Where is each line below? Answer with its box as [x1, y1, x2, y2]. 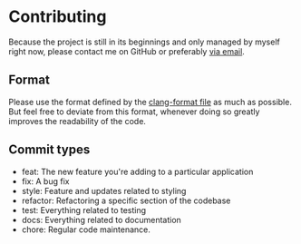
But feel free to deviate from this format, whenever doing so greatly [8, 106, 260, 117]
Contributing [8, 6, 107, 27]
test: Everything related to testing [21, 204, 147, 215]
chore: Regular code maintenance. [21, 224, 150, 235]
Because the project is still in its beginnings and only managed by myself [8, 36, 280, 47]
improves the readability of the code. [8, 115, 147, 126]
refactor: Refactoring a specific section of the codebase [21, 195, 231, 206]
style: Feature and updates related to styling [21, 185, 187, 196]
